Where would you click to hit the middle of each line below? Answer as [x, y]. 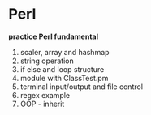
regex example [45, 95]
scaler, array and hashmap [65, 52]
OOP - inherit [42, 104]
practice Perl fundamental [54, 36]
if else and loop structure [62, 69]
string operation [47, 61]
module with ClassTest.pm [64, 78]
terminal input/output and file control [82, 87]
